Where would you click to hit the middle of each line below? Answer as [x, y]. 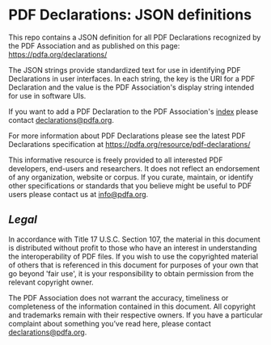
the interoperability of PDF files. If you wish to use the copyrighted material [133, 256]
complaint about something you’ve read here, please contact [110, 323]
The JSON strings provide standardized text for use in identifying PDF [125, 69]
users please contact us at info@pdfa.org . [78, 194]
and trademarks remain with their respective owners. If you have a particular [135, 315]
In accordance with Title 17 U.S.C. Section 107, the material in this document [134, 239]
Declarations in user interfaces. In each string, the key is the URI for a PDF [132, 78]
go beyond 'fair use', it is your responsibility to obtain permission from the [131, 273]
